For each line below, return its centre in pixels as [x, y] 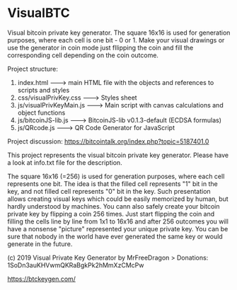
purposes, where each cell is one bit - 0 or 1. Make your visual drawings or [116, 40]
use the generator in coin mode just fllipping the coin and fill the [100, 47]
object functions [41, 112]
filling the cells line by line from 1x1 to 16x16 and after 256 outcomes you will [118, 221]
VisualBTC [39, 13]
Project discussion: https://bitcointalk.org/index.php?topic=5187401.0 [108, 141]
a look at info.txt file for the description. [65, 162]
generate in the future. [40, 244]
